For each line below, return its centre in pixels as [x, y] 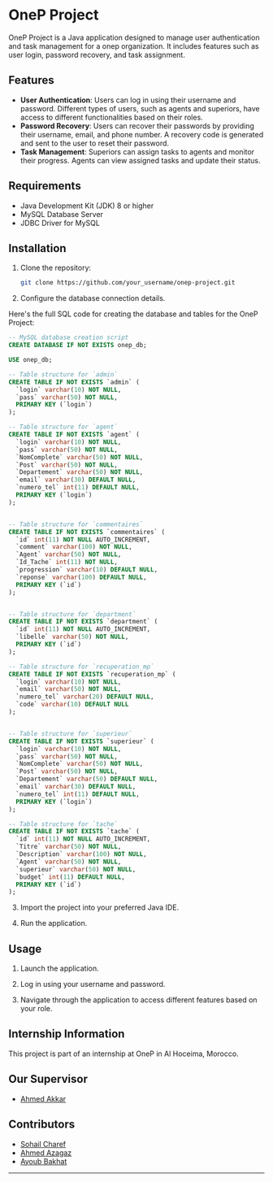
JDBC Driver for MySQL [60, 223]
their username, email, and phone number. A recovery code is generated [142, 134]
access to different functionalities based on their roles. [111, 117]
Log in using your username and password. [93, 984]
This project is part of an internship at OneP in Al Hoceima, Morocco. [123, 1054]
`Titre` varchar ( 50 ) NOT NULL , [69, 847]
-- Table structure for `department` [72, 614]
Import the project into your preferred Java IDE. [100, 907]
